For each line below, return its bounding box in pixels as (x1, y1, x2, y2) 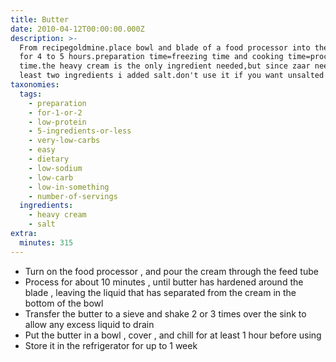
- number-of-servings (28, 191, 118, 201)
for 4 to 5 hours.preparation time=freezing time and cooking (19, 52, 284, 62)
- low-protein (28, 117, 87, 127)
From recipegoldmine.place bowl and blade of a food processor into (19, 42, 311, 53)
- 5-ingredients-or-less (28, 126, 132, 136)
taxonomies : (10, 80, 60, 90)
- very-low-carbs (28, 136, 101, 146)
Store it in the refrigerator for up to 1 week (24, 339, 198, 351)
